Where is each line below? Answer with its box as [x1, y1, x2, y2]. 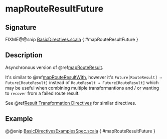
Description [5, 51, 43, 59]
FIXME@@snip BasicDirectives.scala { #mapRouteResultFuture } [5, 36, 138, 42]
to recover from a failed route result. [5, 90, 80, 96]
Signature [5, 23, 37, 32]
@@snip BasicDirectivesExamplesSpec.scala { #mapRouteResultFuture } [5, 128, 155, 134]
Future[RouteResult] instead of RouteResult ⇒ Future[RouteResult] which [5, 79, 159, 86]
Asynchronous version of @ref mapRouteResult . [5, 64, 104, 71]
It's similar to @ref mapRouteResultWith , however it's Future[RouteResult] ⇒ [5, 74, 162, 80]
